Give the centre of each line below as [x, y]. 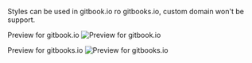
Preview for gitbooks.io [45, 50]
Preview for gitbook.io [44, 35]
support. [21, 20]
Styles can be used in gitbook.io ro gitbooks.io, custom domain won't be [126, 11]
